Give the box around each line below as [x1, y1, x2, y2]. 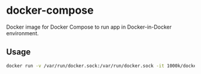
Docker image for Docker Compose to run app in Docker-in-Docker [6, 23, 172, 30]
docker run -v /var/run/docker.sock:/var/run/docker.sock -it [6, 63, 165, 69]
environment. [6, 29, 39, 36]
